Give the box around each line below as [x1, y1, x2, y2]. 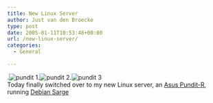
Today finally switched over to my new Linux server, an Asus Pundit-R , [7, 80, 207, 89]
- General [13, 49, 41, 56]
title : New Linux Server [7, 10, 78, 17]
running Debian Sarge [7, 87, 69, 96]
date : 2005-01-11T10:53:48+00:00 [7, 29, 103, 36]
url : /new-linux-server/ [7, 36, 78, 43]
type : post [7, 23, 38, 30]
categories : [7, 42, 41, 49]
